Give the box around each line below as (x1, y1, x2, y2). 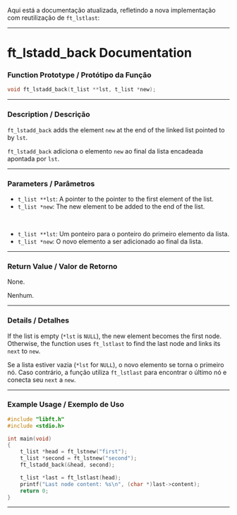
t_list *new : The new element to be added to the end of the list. (17, 202, 205, 211)
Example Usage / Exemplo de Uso (7, 400, 125, 410)
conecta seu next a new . (7, 375, 76, 384)
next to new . (7, 347, 41, 355)
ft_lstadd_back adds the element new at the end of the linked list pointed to (7, 125, 225, 134)
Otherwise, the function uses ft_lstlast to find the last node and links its (7, 339, 221, 347)
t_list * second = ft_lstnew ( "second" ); (20, 455, 138, 462)
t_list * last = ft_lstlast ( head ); (20, 474, 121, 481)
